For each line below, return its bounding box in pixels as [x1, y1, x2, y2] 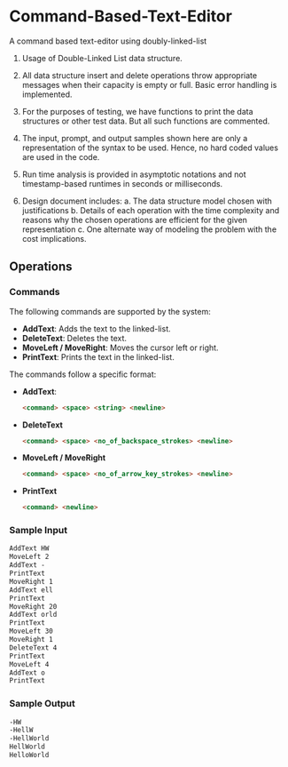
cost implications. [21, 233, 87, 244]
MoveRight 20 [9, 602, 58, 611]
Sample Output [9, 698, 75, 710]
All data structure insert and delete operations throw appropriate [21, 69, 258, 81]
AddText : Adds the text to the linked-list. [21, 323, 171, 334]
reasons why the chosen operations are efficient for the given [21, 214, 248, 225]
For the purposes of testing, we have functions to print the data [21, 106, 254, 116]
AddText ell [9, 585, 53, 595]
